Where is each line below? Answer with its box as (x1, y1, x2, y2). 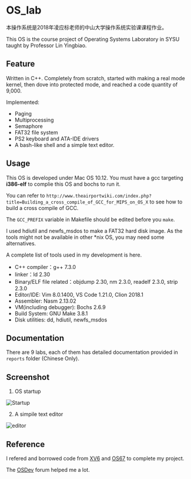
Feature (6, 59, 35, 69)
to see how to (149, 198, 183, 205)
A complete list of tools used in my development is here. (6, 251, 142, 258)
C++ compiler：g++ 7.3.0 (14, 263, 76, 270)
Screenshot (6, 372, 50, 382)
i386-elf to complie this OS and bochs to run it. (6, 181, 121, 188)
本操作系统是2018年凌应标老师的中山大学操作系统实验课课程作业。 (6, 24, 167, 31)
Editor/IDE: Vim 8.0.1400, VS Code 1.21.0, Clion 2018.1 (14, 291, 144, 298)
